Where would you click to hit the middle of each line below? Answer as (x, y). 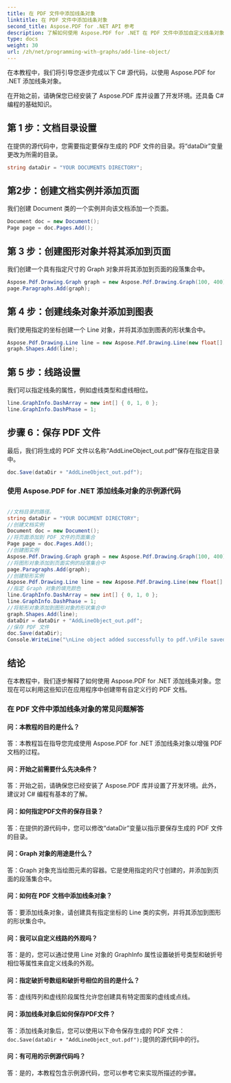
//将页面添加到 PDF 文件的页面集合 (51, 538)
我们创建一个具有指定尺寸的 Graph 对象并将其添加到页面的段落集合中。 (108, 269)
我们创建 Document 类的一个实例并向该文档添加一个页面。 (90, 209)
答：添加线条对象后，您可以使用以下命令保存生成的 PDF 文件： (96, 1031)
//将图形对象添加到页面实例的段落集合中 (56, 563)
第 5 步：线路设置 (44, 372)
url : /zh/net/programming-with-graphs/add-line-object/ (89, 52)
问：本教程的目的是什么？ (43, 726)
